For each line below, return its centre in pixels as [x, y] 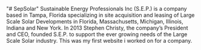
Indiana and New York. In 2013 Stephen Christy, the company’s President [97, 28]
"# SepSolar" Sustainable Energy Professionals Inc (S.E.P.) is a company [97, 9]
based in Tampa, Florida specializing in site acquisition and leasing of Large [100, 15]
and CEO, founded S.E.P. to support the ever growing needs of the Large [97, 34]
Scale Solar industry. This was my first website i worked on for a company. [99, 41]
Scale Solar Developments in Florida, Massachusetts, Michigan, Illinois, [95, 21]
